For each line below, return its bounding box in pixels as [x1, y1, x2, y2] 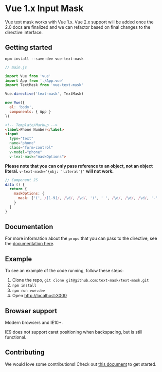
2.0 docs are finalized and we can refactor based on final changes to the [5, 24, 151, 30]
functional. [5, 334, 27, 340]
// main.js [5, 65, 27, 70]
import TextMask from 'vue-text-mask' [5, 83, 84, 88]
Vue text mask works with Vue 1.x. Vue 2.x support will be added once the [5, 19, 154, 25]
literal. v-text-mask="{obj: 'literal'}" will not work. [5, 168, 114, 174]
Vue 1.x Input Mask [5, 3, 84, 14]
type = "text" [9, 136, 34, 141]
